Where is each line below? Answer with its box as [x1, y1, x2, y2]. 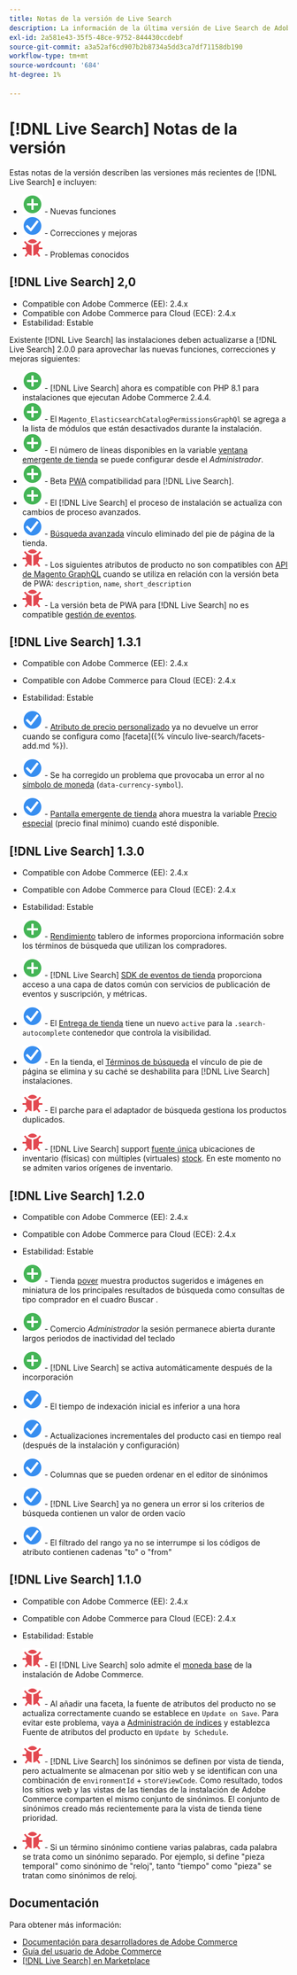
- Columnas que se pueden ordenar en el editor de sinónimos [43, 1469, 268, 1480]
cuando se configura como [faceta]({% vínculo [21, 731, 194, 742]
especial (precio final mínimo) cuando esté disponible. [21, 818, 219, 828]
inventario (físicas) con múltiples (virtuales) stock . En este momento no [21, 1153, 281, 1164]
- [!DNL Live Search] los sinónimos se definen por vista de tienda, [43, 1755, 285, 1767]
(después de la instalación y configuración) [21, 1440, 180, 1450]
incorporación [21, 1372, 73, 1382]
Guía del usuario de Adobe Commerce [21, 1946, 162, 1956]
